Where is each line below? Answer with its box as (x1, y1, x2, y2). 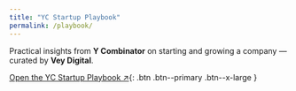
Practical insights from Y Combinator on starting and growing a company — (9, 45, 287, 56)
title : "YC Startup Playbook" (9, 12, 121, 22)
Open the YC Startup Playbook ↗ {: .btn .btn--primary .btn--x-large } (9, 72, 258, 82)
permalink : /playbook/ (9, 21, 93, 30)
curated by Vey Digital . (9, 55, 94, 65)
